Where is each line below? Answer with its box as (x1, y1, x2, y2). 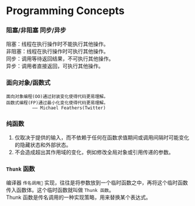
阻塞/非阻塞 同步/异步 (6, 26, 66, 35)
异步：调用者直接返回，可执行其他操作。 (6, 63, 104, 70)
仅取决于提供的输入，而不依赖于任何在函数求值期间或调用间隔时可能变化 (14, 134, 189, 141)
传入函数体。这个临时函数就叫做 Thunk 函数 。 (6, 187, 114, 194)
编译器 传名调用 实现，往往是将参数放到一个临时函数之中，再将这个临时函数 (6, 179, 189, 186)
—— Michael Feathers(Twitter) (32, 104, 107, 111)
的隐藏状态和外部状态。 (14, 141, 71, 148)
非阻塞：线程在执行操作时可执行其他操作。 (6, 48, 109, 55)
